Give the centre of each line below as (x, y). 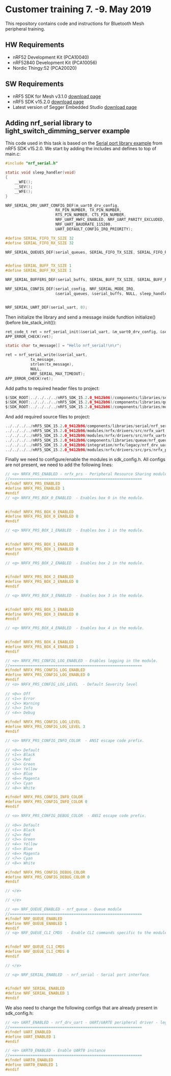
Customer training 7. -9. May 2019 (78, 9)
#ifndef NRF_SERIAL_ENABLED (35, 988)
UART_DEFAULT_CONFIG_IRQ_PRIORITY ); (94, 229)
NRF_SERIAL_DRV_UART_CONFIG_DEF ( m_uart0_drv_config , (62, 205)
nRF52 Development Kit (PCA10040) (51, 57)
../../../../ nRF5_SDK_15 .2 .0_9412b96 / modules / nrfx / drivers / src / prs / (79, 450)
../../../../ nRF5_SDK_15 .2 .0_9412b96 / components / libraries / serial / (78, 426)
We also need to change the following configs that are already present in (81, 1008)
